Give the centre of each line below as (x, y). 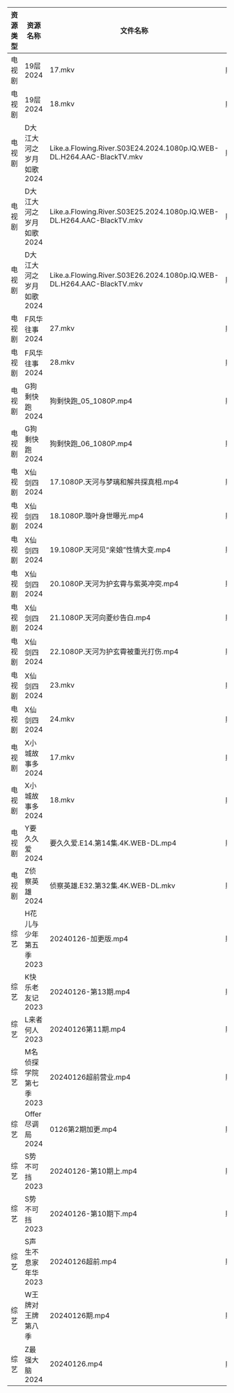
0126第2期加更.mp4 (83, 1129)
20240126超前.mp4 (83, 1261)
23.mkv (62, 685)
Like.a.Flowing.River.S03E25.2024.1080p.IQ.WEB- (134, 212)
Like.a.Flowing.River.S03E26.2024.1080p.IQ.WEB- (134, 275)
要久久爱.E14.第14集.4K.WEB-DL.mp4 (113, 843)
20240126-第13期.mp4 (90, 992)
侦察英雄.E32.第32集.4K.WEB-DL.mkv (112, 886)
